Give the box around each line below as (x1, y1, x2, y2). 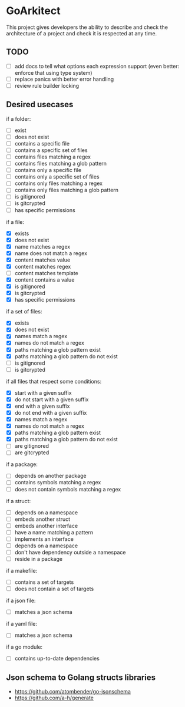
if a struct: (6, 497, 31, 504)
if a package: (6, 461, 38, 468)
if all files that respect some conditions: (6, 378, 102, 385)
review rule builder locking (14, 82, 80, 89)
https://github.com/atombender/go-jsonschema (14, 688, 131, 695)
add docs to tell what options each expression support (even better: (14, 62, 180, 70)
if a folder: (6, 115, 31, 122)
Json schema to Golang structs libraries (6, 672, 156, 682)
